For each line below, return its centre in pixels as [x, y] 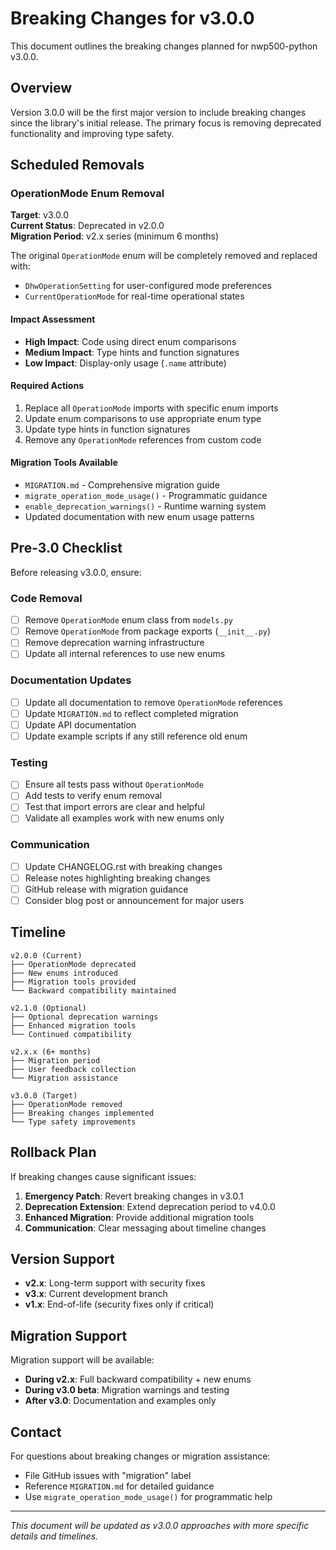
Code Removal [46, 598]
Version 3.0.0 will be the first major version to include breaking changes [158, 112]
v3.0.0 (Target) [44, 1095]
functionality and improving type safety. [92, 133]
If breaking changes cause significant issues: [103, 1176]
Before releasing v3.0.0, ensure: [76, 572]
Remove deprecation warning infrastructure [114, 643]
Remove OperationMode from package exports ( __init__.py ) [148, 631]
